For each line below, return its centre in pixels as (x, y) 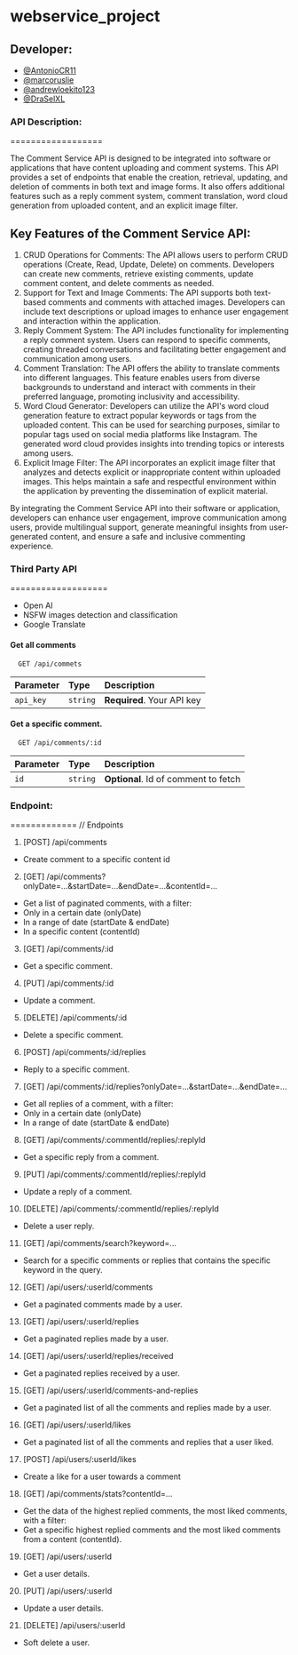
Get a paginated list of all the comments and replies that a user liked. (148, 1443)
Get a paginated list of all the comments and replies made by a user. (147, 1408)
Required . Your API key (153, 700)
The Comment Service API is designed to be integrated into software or (141, 158)
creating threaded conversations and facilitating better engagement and (154, 349)
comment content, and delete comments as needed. (118, 284)
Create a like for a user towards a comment (102, 1476)
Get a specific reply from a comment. (91, 1157)
